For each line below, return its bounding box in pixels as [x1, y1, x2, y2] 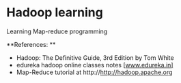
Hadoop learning [6, 5, 103, 20]
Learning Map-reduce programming [6, 27, 108, 35]
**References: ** [6, 40, 56, 48]
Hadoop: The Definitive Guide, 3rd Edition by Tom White [16, 53, 175, 62]
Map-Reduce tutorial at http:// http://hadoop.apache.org [16, 68, 173, 76]
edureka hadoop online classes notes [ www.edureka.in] [16, 61, 173, 69]
